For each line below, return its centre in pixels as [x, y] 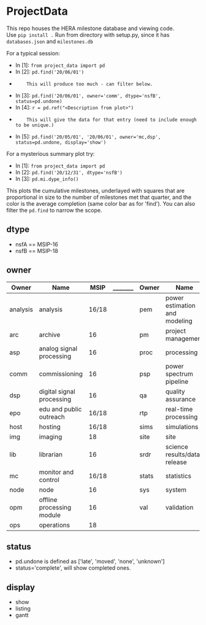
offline [48, 500]
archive [50, 335]
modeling [179, 320]
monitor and [56, 472]
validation [179, 507]
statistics [178, 476]
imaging [51, 437]
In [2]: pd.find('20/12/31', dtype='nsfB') [69, 172]
